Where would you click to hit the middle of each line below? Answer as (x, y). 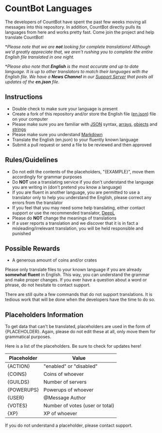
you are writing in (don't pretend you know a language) (67, 187)
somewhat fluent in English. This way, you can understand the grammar (77, 275)
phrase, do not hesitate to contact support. (48, 285)
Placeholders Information (44, 315)
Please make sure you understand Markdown (57, 134)
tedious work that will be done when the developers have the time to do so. (80, 300)
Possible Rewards (32, 248)
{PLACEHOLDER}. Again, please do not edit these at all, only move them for (81, 332)
